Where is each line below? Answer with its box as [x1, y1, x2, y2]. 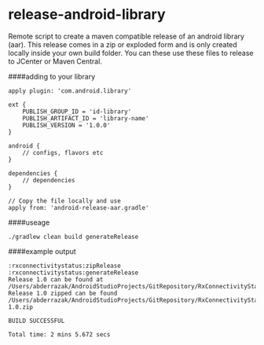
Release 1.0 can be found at [8, 275, 104, 284]
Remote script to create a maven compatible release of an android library [8, 31, 245, 41]
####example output [8, 246, 76, 256]
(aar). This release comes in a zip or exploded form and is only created [8, 39, 237, 49]
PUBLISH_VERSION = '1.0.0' [22, 121, 111, 129]
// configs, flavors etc [22, 149, 104, 156]
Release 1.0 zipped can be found [8, 289, 118, 297]
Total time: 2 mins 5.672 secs [8, 330, 111, 339]
